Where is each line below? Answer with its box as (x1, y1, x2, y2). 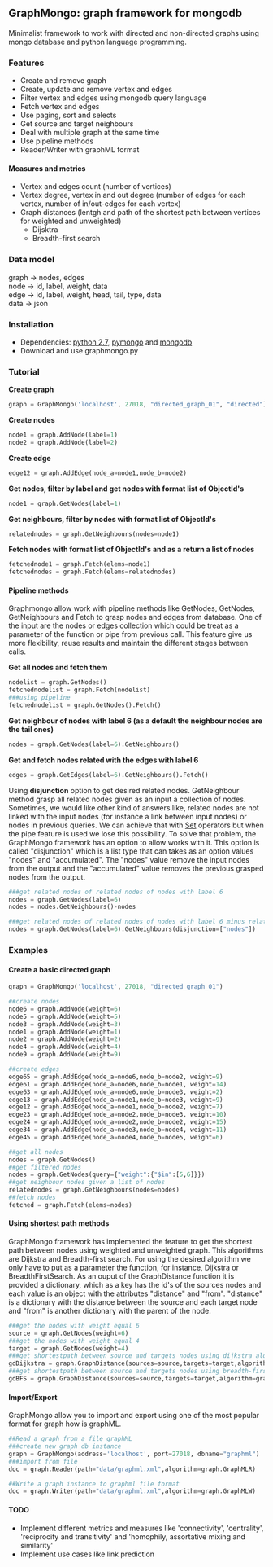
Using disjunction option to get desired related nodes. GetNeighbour (8, 785, 240, 795)
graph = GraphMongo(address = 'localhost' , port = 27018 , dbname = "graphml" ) (8, 1450, 260, 1458)
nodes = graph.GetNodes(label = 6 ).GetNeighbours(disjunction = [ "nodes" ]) (8, 925, 256, 933)
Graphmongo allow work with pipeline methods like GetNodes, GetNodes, (8, 604, 255, 613)
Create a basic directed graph (8, 964, 111, 974)
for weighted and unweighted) (19, 216, 122, 226)
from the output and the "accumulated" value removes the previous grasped (8, 863, 264, 873)
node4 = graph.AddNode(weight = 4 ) (8, 1042, 122, 1051)
